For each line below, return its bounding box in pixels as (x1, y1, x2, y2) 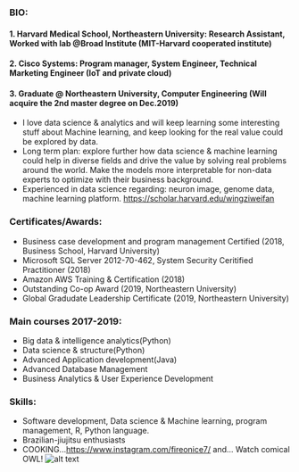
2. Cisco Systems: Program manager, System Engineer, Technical (9, 58, 257, 69)
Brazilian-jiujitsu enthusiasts (21, 435, 126, 445)
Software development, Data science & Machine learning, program (21, 416, 268, 426)
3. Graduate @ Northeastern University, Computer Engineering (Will (9, 87, 267, 99)
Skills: (9, 395, 37, 408)
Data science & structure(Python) (21, 344, 145, 355)
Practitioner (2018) (21, 264, 91, 275)
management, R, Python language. (21, 426, 150, 436)
